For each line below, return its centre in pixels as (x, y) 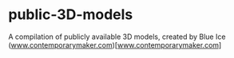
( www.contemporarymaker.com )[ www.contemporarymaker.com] (115, 44)
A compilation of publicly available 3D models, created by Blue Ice (117, 37)
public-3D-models (71, 15)
